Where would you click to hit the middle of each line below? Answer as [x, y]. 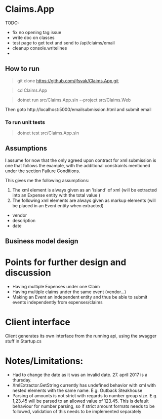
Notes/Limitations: [44, 361]
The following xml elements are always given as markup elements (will [84, 200]
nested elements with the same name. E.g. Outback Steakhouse [77, 390]
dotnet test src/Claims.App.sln [48, 133]
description [24, 220]
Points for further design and [66, 262]
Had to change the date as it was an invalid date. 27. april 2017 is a [80, 375]
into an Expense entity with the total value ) [56, 195]
